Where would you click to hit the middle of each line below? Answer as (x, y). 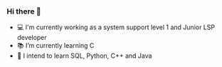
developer (32, 38)
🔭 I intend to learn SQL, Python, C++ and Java (84, 56)
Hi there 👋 (24, 11)
